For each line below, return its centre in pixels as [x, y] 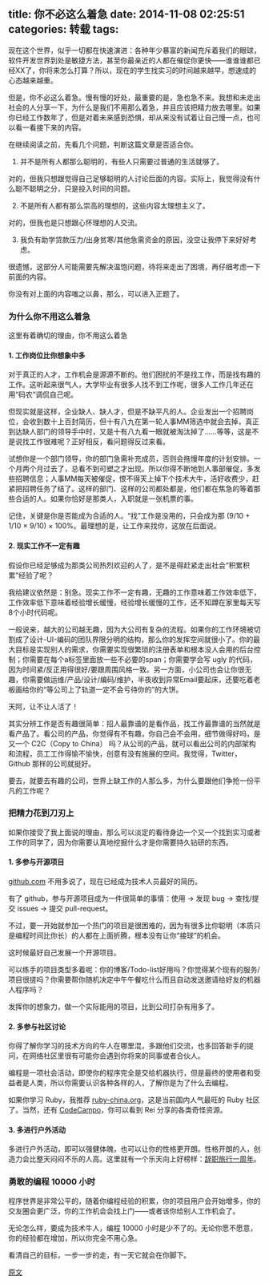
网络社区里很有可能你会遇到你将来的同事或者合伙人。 [117, 1056]
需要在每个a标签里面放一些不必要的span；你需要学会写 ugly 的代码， [143, 659]
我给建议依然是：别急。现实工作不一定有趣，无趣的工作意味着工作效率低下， [134, 592]
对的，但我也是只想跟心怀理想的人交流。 [75, 222]
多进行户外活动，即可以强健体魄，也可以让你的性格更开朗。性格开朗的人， [131, 1149]
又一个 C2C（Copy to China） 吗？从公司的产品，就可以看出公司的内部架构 [132, 743]
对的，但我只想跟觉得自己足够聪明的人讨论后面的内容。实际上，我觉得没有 [131, 178]
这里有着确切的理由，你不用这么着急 [68, 336]
